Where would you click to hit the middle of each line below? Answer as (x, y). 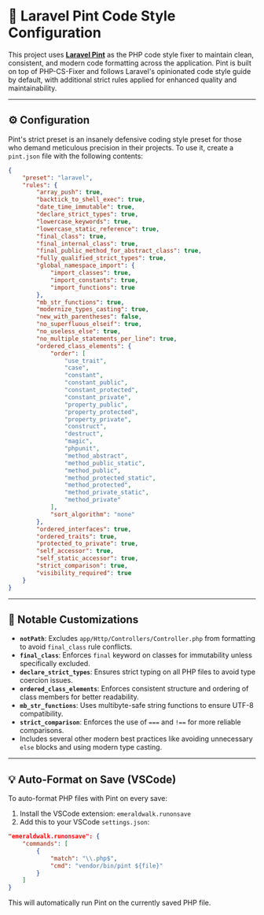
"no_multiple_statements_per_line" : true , (107, 339)
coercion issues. (46, 680)
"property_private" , (98, 419)
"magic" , (78, 441)
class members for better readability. (79, 697)
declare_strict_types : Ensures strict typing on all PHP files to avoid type (137, 672)
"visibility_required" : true (84, 573)
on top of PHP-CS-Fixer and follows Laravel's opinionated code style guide (130, 71)
